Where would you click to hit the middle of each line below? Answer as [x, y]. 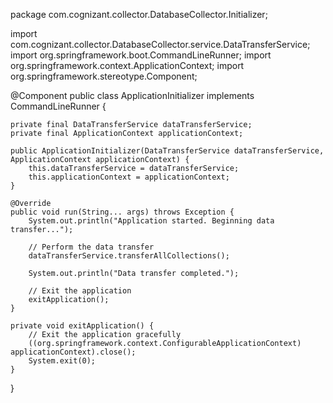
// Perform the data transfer [91, 247]
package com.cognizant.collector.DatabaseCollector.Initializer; [139, 14]
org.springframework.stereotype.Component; [104, 76]
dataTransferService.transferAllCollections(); [129, 256]
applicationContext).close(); [73, 352]
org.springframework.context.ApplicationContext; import [127, 65]
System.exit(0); [62, 361]
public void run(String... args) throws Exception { [122, 212]
